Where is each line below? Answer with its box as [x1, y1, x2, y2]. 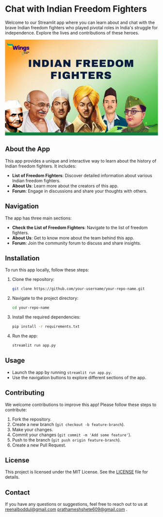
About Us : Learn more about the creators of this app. [12, 183, 119, 188]
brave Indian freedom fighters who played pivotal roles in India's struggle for [5, 24, 158, 30]
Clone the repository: [12, 277, 55, 282]
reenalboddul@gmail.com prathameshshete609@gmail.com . [5, 506, 128, 512]
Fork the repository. [12, 416, 52, 422]
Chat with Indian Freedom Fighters [5, 3, 147, 15]
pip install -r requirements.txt [12, 324, 80, 329]
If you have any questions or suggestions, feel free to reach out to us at [5, 501, 148, 507]
